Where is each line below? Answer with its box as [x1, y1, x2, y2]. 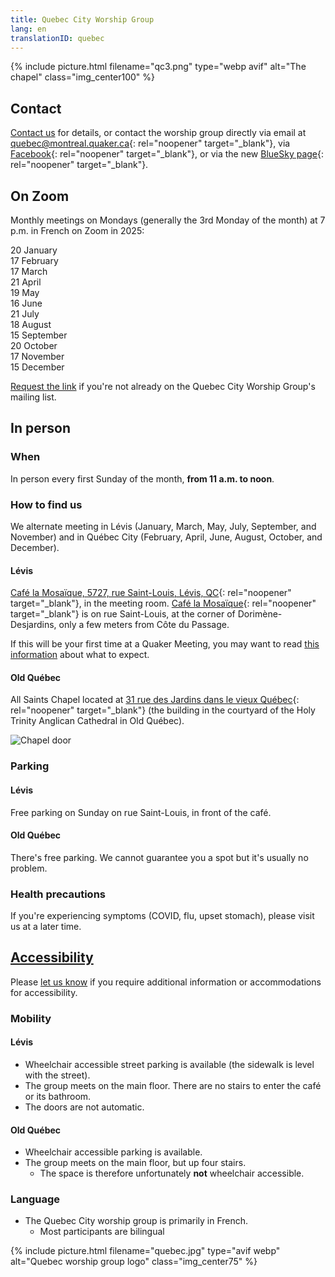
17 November [10, 351, 65, 362]
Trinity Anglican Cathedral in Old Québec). [10, 715, 185, 727]
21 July [10, 308, 40, 320]
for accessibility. [10, 986, 78, 998]
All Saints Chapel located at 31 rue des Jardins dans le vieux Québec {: [10, 694, 300, 706]
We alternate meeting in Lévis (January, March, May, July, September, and [10, 520, 317, 532]
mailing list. [10, 391, 57, 403]
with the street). [24, 1069, 91, 1081]
